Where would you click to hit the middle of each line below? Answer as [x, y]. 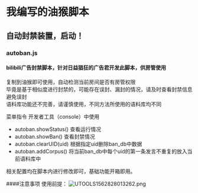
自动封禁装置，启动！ [45, 36]
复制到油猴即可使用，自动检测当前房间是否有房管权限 [71, 82]
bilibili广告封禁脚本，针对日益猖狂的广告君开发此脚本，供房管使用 [86, 68]
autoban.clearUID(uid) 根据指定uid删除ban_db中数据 [78, 144]
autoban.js [22, 53]
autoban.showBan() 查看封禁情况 [55, 136]
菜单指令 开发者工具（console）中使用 [53, 116]
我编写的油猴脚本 [48, 12]
